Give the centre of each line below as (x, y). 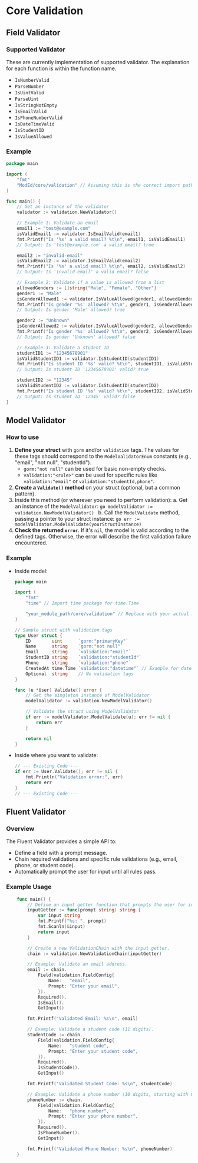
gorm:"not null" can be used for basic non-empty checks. (95, 469)
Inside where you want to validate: (56, 755)
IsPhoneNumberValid (39, 118)
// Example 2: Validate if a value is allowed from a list (91, 283)
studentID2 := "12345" (44, 380)
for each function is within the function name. (61, 68)
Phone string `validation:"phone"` (78, 663)
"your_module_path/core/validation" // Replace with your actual (108, 614)
